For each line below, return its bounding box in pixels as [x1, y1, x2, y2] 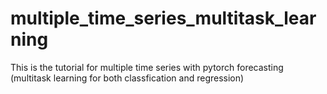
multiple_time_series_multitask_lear [10, 7, 317, 30]
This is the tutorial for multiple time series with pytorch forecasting [10, 61, 284, 73]
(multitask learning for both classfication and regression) [10, 72, 245, 84]
